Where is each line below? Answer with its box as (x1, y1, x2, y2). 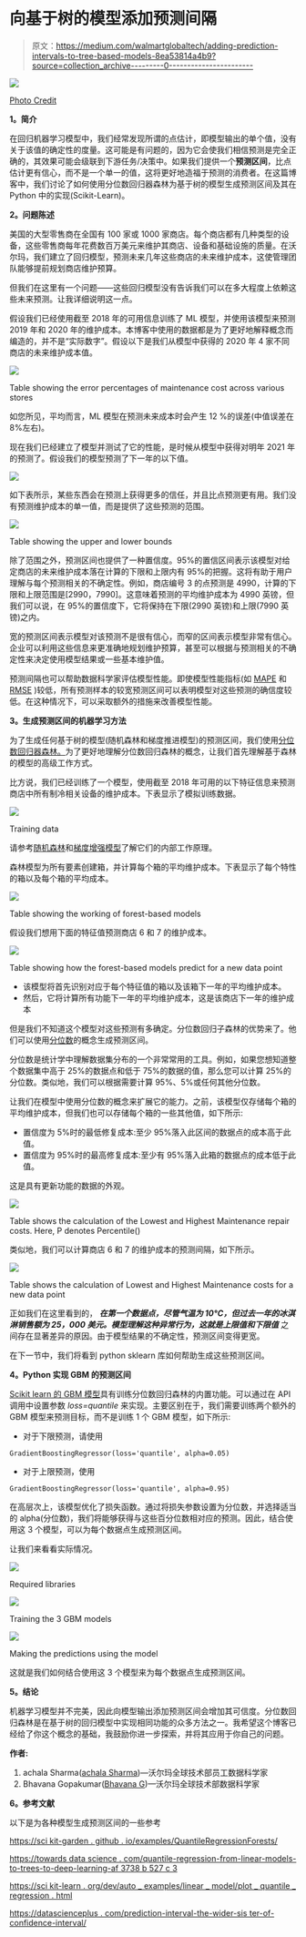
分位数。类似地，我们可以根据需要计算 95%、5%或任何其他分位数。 (9, 1076, 266, 1087)
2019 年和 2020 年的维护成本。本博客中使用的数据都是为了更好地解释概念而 (9, 324, 294, 335)
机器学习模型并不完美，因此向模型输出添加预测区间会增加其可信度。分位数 (9, 1705, 289, 1717)
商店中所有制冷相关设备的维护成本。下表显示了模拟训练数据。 (9, 788, 241, 799)
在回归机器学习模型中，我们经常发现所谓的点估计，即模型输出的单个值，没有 (9, 133, 297, 144)
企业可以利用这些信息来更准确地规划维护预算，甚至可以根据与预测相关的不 (9, 642, 289, 653)
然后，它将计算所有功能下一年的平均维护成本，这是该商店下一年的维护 (22, 992, 287, 1003)
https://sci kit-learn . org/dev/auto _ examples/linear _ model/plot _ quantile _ (9, 1880, 296, 1891)
